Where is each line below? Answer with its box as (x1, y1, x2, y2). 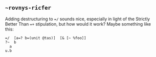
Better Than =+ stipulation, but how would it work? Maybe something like (5, 21, 151, 27)
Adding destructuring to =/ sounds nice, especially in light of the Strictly (5, 16, 150, 22)
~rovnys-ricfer (5, 4, 51, 12)
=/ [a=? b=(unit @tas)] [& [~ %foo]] (5, 35, 87, 41)
